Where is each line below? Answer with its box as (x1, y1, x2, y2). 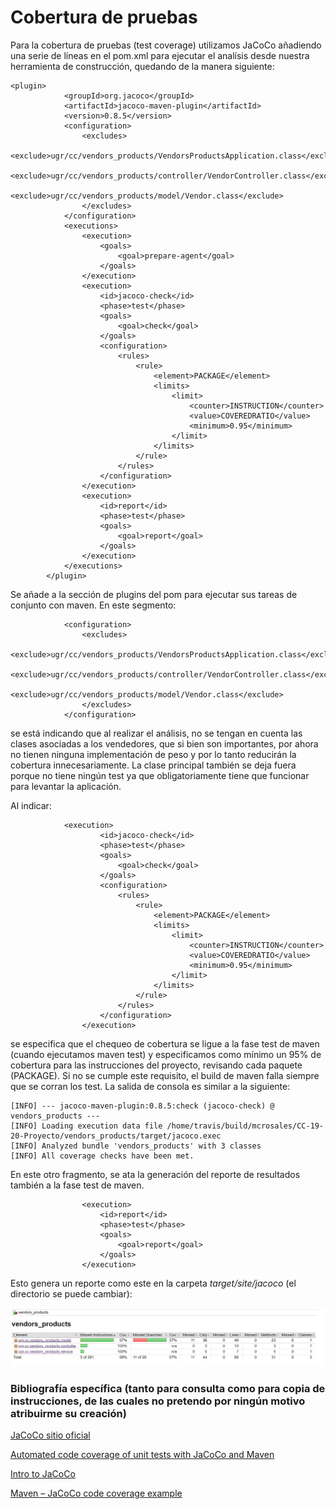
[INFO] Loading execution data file (10, 1121, 163, 1131)
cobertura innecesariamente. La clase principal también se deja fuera (10, 759, 297, 771)
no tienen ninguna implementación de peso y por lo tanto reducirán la (10, 748, 297, 760)
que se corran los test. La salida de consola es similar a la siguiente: (10, 1080, 291, 1092)
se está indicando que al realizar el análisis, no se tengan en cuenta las (10, 727, 303, 739)
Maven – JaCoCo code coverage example (10, 1487, 183, 1500)
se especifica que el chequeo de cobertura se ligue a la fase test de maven (10, 1037, 320, 1050)
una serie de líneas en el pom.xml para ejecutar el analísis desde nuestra (10, 49, 310, 61)
